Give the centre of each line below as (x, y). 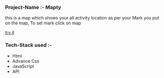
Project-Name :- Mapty (33, 7)
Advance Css (26, 61)
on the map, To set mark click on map (43, 23)
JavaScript (23, 66)
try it (10, 33)
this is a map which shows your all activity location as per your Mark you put (82, 18)
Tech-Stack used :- (29, 45)
